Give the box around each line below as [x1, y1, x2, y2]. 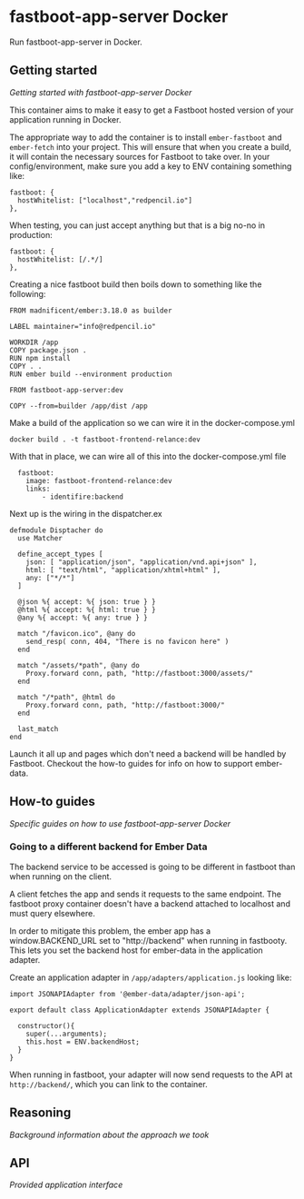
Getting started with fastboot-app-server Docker [9, 86, 192, 97]
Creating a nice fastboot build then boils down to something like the [9, 279, 262, 290]
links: [25, 484, 51, 493]
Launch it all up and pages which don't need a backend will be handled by [9, 748, 287, 759]
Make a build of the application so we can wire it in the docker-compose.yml [9, 417, 295, 428]
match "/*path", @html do [17, 692, 116, 701]
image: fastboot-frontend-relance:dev [25, 476, 172, 485]
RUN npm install [9, 353, 71, 362]
